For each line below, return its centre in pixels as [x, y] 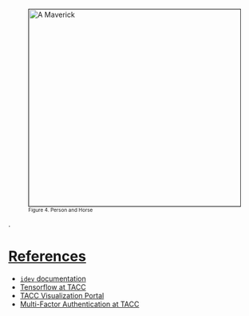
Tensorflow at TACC [53, 287]
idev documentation [53, 278]
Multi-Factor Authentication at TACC [79, 304]
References [47, 256]
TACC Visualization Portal [62, 295]
